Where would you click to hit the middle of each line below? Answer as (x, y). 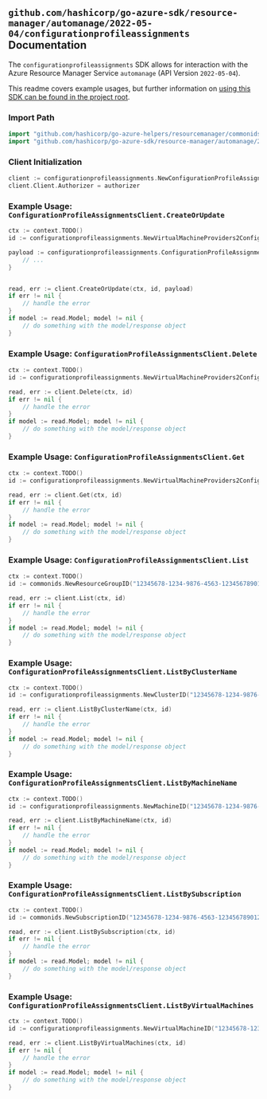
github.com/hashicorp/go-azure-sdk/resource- (123, 13)
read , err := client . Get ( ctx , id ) (66, 495)
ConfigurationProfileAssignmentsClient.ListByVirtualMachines (131, 1005)
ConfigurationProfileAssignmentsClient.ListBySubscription (125, 894)
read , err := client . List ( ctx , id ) (67, 599)
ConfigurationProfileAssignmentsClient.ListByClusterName (123, 672)
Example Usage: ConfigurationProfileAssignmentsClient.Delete (133, 353)
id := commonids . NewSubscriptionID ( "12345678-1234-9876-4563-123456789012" (136, 917)
